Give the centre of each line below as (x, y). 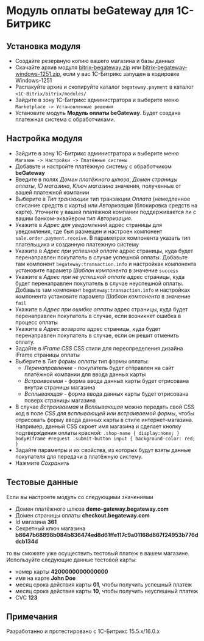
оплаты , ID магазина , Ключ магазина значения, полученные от (98, 186)
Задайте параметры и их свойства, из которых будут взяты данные (103, 450)
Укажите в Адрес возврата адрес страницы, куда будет (88, 328)
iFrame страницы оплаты (47, 355)
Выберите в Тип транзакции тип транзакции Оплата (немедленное (103, 199)
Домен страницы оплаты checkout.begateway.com (83, 515)
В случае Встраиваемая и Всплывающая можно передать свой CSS (105, 407)
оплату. (25, 342)
